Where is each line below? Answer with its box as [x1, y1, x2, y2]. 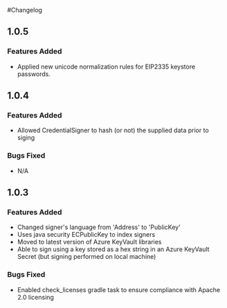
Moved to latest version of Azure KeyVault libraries [17, 238, 162, 246]
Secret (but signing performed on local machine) [17, 253, 156, 261]
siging [17, 134, 35, 142]
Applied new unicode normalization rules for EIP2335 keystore [17, 62, 196, 71]
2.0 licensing [17, 293, 54, 301]
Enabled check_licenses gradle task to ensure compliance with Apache [17, 285, 220, 293]
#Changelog [7, 6, 43, 14]
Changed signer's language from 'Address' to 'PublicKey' [17, 223, 181, 231]
